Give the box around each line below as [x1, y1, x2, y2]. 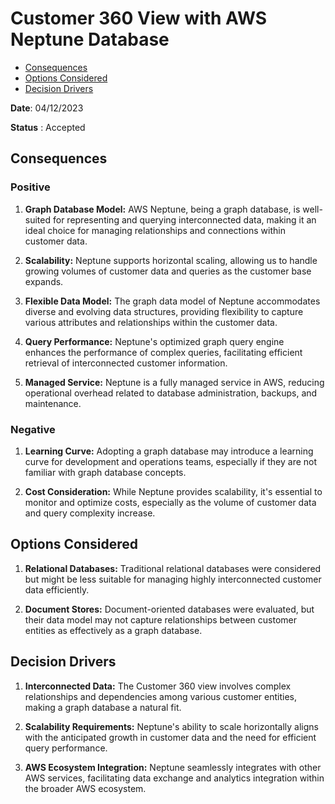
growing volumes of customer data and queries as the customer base [24, 265, 312, 277]
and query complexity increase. [24, 507, 156, 519]
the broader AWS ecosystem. [24, 782, 147, 794]
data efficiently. [24, 583, 90, 596]
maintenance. [24, 397, 82, 409]
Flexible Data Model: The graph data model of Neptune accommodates [24, 295, 321, 307]
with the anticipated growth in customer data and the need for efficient [24, 731, 317, 743]
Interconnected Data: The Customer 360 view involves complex [24, 680, 292, 692]
